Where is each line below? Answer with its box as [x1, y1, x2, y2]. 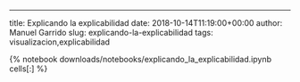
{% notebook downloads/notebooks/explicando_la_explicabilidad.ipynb [9, 54, 272, 64]
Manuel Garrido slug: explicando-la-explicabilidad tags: [9, 28, 213, 37]
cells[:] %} [9, 63, 48, 74]
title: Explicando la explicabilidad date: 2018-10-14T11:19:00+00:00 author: [9, 18, 283, 28]
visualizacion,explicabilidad [9, 37, 110, 47]
